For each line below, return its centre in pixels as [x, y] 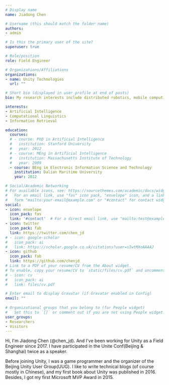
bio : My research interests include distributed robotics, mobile [76, 98]
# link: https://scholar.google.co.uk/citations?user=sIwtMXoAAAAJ [80, 247]
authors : [14, 28]
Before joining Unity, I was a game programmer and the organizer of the [80, 361]
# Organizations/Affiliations [37, 70]
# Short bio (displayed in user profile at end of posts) [67, 93]
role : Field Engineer [28, 61]
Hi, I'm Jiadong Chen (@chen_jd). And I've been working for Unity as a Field [84, 341]
